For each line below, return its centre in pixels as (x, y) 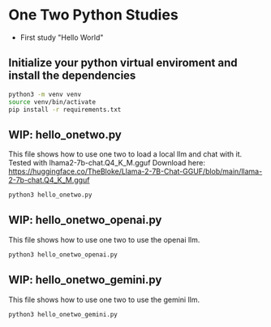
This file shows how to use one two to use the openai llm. (104, 239)
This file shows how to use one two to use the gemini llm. (104, 299)
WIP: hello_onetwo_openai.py (85, 220)
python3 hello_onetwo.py (50, 195)
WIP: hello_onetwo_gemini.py (85, 280)
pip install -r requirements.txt (65, 110)
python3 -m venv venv (45, 94)
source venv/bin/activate (52, 102)
